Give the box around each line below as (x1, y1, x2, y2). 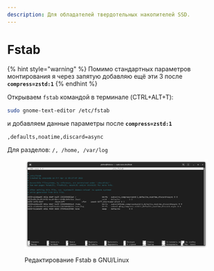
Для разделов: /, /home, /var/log (7, 146, 109, 154)
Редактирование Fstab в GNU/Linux (24, 256, 130, 264)
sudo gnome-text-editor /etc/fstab (7, 107, 110, 114)
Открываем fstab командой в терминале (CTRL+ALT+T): (7, 93, 174, 101)
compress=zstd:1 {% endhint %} (7, 80, 98, 88)
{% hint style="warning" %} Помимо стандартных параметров (7, 64, 191, 73)
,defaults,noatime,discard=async (7, 133, 104, 141)
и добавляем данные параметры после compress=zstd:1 (7, 120, 172, 128)
